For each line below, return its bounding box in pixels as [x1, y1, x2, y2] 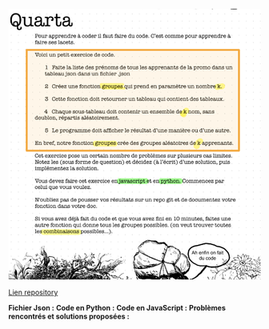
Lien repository [8, 287, 58, 297]
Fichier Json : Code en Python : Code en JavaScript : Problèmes [8, 303, 227, 312]
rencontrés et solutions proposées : [8, 311, 130, 321]
